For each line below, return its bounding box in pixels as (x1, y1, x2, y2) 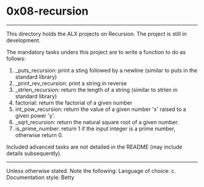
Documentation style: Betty (6, 174, 75, 181)
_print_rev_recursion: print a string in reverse (15, 79, 127, 86)
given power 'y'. (15, 111, 56, 119)
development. (6, 37, 41, 44)
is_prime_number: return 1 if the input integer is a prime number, (15, 125, 176, 132)
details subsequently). (6, 149, 62, 157)
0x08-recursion (6, 4, 89, 18)
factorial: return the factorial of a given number (15, 99, 132, 106)
